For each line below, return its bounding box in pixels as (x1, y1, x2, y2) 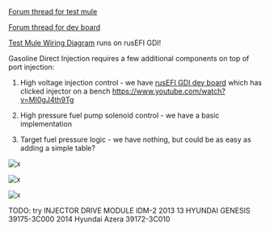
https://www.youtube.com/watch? (112, 86, 226, 96)
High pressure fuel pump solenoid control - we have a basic (19, 110, 220, 120)
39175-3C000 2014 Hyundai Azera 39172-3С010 (8, 214, 171, 224)
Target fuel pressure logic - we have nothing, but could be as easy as (19, 135, 252, 144)
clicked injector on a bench (19, 86, 111, 96)
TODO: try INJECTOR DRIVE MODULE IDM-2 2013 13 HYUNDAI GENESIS (8, 205, 251, 215)
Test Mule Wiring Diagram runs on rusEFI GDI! (8, 38, 162, 48)
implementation (19, 119, 73, 128)
